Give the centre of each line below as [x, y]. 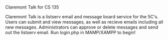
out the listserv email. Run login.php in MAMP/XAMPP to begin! [70, 32]
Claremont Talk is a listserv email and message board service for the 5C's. [82, 17]
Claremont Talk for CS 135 [32, 7]
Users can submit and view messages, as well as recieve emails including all [84, 22]
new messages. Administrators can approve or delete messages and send [82, 27]
